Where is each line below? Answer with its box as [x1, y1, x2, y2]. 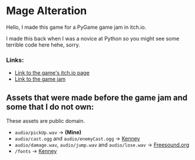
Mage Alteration [6, 4, 87, 18]
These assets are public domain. [6, 118, 85, 125]
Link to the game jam [14, 75, 66, 83]
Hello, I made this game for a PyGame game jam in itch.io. [6, 24, 147, 31]
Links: [6, 56, 24, 64]
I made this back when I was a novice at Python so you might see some [6, 35, 180, 42]
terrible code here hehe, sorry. [6, 41, 81, 48]
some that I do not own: [6, 102, 94, 112]
